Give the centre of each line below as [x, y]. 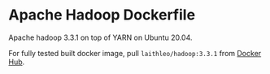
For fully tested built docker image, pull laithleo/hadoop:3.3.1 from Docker [135, 53]
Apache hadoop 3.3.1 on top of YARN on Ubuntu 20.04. [100, 37]
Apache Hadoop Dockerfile [102, 15]
